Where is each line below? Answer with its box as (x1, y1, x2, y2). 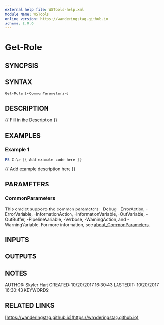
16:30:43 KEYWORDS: (5, 287, 50, 293)
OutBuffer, (5, 216, 26, 222)
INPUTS (5, 236, 29, 244)
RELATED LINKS (5, 302, 55, 310)
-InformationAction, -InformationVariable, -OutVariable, (34, 211, 145, 217)
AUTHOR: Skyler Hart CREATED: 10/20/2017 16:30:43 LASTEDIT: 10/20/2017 (5, 282, 159, 288)
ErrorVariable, (5, 211, 33, 217)
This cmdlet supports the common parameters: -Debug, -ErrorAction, (5, 206, 145, 212)
